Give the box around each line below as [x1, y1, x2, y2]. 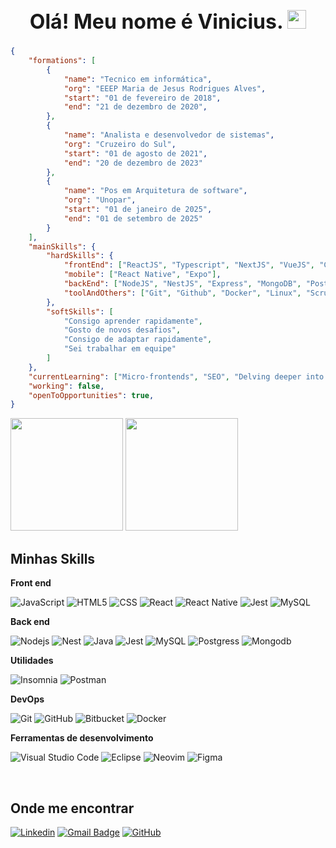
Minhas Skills [10, 550, 96, 567]
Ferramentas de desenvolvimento [10, 732, 154, 744]
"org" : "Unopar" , [63, 195, 137, 205]
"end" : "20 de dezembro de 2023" [63, 158, 203, 168]
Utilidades [10, 655, 54, 667]
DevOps [10, 693, 45, 705]
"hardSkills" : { [46, 251, 114, 261]
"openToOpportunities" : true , [28, 390, 155, 400]
